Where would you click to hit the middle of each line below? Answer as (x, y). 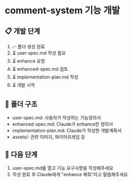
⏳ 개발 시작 (24, 85)
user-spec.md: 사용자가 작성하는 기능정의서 (56, 117)
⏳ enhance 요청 (28, 61)
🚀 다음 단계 (21, 155)
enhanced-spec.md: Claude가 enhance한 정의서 (63, 124)
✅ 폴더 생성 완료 (28, 46)
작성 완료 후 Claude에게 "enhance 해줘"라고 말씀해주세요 (70, 174)
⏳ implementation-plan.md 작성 (45, 77)
